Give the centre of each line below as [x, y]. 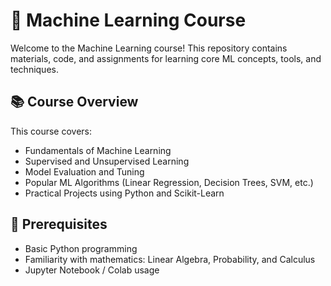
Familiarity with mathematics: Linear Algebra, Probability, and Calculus [170, 259]
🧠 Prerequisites [59, 224]
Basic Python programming [81, 248]
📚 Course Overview [74, 102]
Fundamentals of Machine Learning [98, 150]
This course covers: [51, 131]
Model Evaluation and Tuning [84, 171]
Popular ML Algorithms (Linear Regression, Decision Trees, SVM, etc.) [169, 182]
